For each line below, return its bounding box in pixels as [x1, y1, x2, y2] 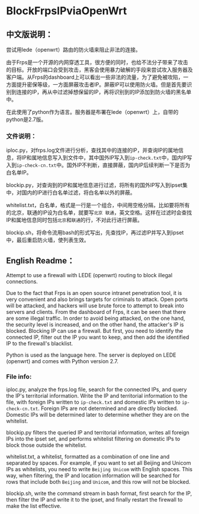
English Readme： [6, 255, 75, 265]
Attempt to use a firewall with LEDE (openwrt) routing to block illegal [6, 272, 173, 279]
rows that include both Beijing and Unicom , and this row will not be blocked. [6, 478, 191, 486]
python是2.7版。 [6, 116, 47, 123]
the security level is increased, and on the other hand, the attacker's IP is [6, 321, 184, 328]
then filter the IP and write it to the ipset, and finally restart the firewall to [6, 496, 183, 503]
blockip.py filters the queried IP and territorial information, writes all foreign [6, 429, 190, 436]
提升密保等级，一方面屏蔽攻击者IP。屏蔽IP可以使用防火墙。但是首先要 [16, 81, 187, 88]
